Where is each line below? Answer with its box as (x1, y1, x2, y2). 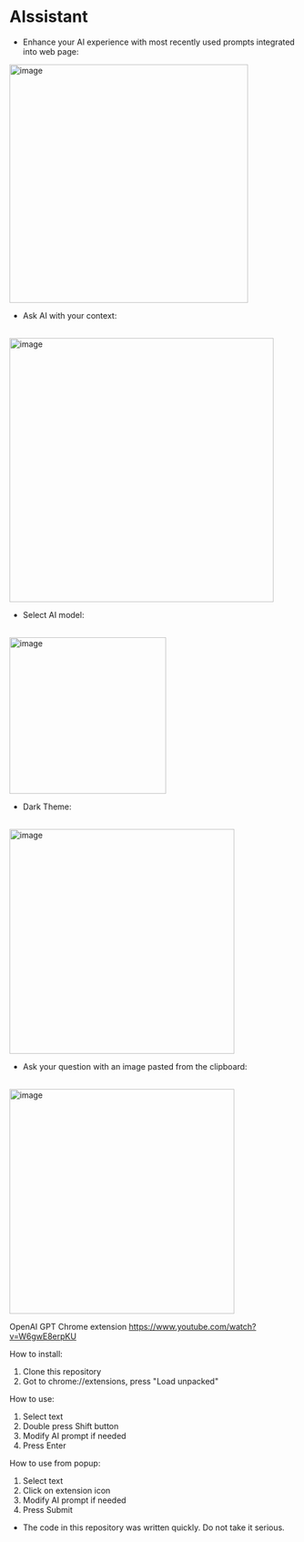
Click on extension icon (22, 1485, 111, 1496)
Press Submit (22, 1504, 73, 1515)
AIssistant (9, 6, 88, 27)
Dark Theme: (22, 801, 72, 812)
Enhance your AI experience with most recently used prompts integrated (22, 36, 296, 47)
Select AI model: (22, 609, 85, 620)
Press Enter (22, 1440, 66, 1451)
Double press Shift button (22, 1420, 119, 1431)
